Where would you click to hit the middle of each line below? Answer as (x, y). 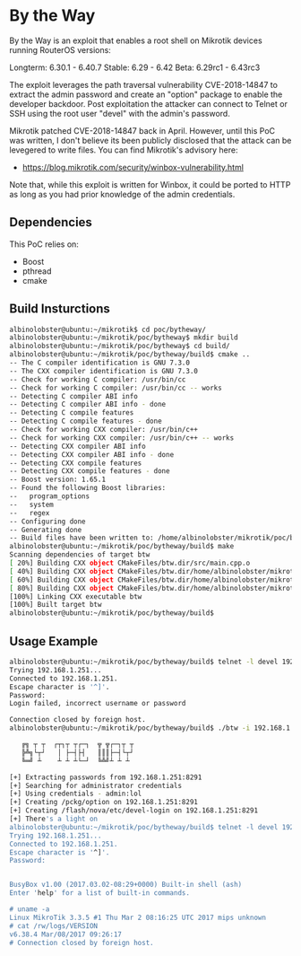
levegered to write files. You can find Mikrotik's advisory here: (124, 150)
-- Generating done (46, 530)
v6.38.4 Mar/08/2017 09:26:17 (66, 934)
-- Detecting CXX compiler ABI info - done (92, 454)
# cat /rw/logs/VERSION (54, 925)
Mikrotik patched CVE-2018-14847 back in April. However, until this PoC (142, 130)
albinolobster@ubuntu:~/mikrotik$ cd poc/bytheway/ (107, 329)
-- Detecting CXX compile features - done (90, 471)
